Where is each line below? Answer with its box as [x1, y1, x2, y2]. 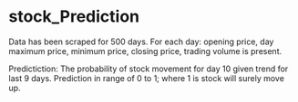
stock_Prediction [8, 6, 140, 27]
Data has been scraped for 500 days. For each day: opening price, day [8, 36, 274, 47]
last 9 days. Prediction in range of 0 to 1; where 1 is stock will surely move [8, 72, 284, 83]
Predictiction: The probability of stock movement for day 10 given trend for [8, 63, 289, 74]
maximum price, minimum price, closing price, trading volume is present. [8, 45, 283, 56]
